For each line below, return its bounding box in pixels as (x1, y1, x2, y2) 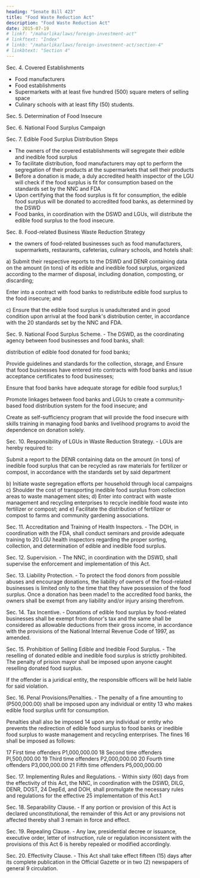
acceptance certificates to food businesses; (6, 372, 114, 379)
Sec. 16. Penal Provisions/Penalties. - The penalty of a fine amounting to (6, 694, 183, 701)
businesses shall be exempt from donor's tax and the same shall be (6, 615, 171, 622)
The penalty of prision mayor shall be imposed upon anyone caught (6, 658, 172, 665)
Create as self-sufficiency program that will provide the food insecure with (6, 413, 189, 421)
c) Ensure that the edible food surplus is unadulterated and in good (6, 306, 171, 313)
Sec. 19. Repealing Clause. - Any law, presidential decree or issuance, (6, 827, 177, 835)
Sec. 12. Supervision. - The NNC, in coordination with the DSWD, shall (6, 554, 177, 561)
